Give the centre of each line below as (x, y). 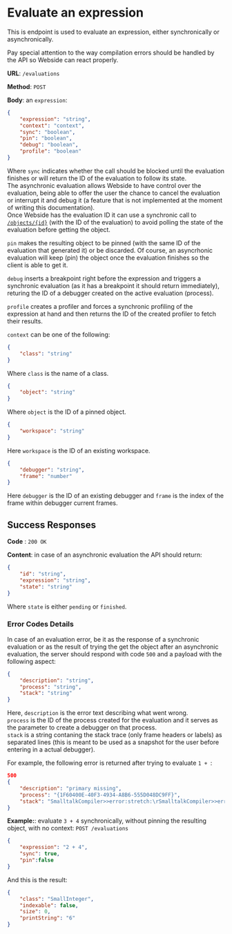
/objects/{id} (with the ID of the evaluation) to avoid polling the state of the (115, 222)
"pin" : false (37, 860)
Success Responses (52, 525)
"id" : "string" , (43, 574)
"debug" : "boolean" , (49, 145)
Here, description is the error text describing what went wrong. (98, 713)
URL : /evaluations (33, 73)
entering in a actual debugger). (51, 750)
